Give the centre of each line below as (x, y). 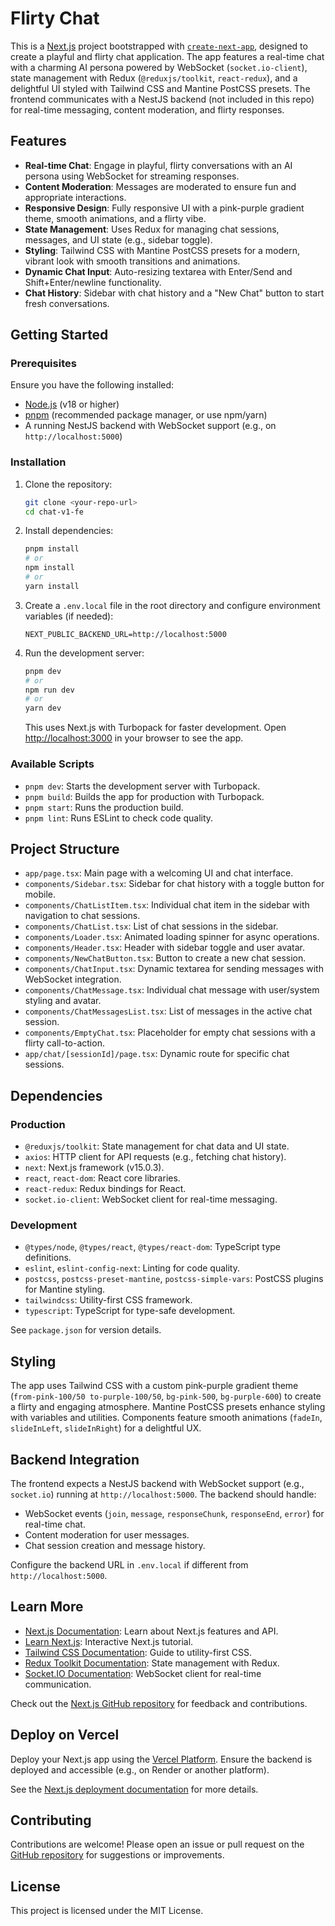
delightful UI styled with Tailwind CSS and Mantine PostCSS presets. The (160, 88)
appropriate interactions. (75, 197)
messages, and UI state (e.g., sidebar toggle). (118, 239)
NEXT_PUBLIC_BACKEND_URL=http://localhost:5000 (125, 634)
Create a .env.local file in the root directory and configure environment (172, 605)
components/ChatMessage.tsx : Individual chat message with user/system (172, 990)
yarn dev (43, 708)
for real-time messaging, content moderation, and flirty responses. (147, 109)
